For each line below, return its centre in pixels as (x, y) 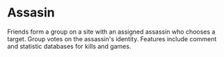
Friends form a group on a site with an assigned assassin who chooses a (111, 32)
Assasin (31, 13)
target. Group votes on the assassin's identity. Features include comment (112, 38)
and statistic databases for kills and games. (69, 46)
